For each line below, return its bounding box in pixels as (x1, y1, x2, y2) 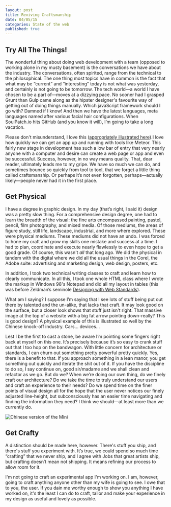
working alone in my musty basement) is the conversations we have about (5, 64, 161, 71)
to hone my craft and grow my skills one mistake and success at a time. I (5, 238, 158, 244)
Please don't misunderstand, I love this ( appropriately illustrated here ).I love (5, 134, 164, 140)
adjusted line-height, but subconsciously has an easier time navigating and (5, 393, 163, 399)
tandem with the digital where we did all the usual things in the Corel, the (5, 255, 158, 261)
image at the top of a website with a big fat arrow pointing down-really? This (5, 312, 165, 318)
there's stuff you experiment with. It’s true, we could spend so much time (5, 448, 159, 454)
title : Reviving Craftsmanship (5, 12, 72, 17)
